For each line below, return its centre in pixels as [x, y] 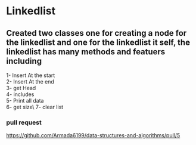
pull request [24, 122]
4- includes [20, 94]
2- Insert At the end [30, 81]
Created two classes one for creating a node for [97, 33]
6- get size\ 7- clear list [35, 107]
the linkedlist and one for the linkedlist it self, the [98, 42]
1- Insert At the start [31, 75]
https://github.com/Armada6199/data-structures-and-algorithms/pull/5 [93, 135]
